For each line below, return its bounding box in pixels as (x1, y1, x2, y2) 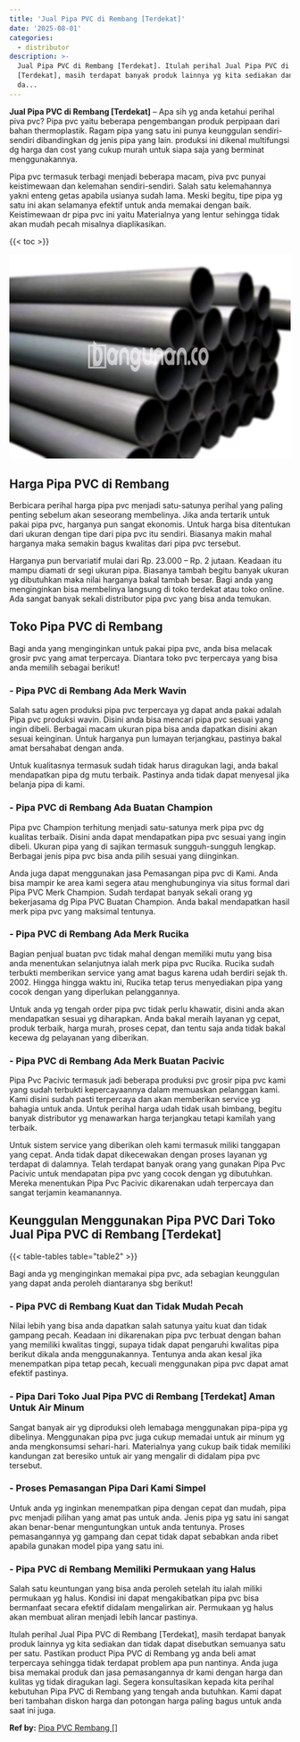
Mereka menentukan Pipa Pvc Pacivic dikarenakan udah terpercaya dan (9, 1177, 274, 1189)
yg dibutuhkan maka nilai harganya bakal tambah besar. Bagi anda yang (9, 574, 274, 585)
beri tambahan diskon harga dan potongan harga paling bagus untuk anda (9, 1695, 282, 1706)
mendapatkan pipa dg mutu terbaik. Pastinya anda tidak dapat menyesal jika (9, 769, 290, 780)
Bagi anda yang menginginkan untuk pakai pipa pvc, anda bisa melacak (9, 642, 272, 653)
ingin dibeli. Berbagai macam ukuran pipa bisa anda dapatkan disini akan (9, 724, 278, 735)
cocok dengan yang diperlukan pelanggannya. (9, 986, 180, 997)
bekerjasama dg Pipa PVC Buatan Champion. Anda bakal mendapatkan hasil (9, 896, 290, 907)
